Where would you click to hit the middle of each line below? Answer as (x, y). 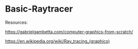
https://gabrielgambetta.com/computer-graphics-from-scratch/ (69, 32)
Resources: (16, 22)
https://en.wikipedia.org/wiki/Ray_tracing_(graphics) (57, 41)
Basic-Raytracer (39, 9)
